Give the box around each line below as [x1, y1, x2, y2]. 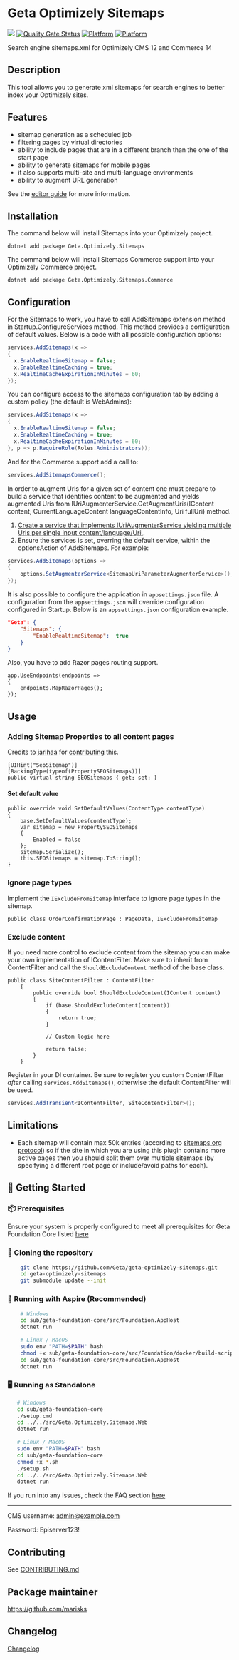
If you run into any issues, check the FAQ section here [7, 1491, 166, 1499]
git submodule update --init [20, 1277, 107, 1285]
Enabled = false [33, 836, 81, 843]
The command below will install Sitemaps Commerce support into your [7, 255, 215, 264]
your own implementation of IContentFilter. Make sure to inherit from [7, 955, 208, 964]
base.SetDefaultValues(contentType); [20, 818, 132, 825]
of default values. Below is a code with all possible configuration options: [7, 330, 222, 339]
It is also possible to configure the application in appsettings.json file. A [7, 590, 219, 599]
